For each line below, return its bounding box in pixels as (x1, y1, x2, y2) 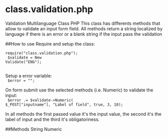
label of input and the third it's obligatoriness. (5, 116, 100, 122)
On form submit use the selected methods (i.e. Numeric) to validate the (5, 87, 153, 93)
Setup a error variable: (5, 72, 52, 79)
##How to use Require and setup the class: (5, 40, 95, 47)
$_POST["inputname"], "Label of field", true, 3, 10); (5, 102, 123, 107)
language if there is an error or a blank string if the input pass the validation (5, 31, 162, 37)
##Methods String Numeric (5, 126, 62, 132)
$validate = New (7, 55, 42, 60)
